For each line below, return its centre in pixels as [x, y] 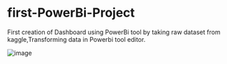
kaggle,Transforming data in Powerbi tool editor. [76, 39]
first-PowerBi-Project [71, 13]
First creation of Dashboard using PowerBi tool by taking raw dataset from [114, 32]
